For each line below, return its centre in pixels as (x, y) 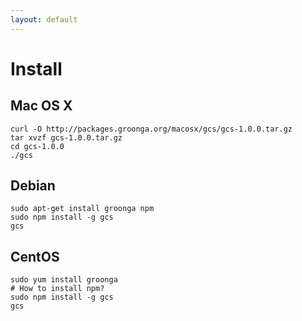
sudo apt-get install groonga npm (82, 209)
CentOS (35, 256)
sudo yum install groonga (64, 280)
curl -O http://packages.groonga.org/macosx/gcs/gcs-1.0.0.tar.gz (151, 129)
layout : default (44, 19)
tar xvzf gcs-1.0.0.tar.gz (66, 137)
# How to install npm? (57, 289)
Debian (33, 186)
